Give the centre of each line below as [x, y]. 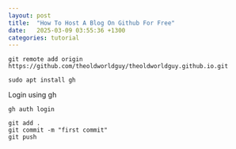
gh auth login [32, 109]
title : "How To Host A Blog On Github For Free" [92, 23]
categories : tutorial [44, 38]
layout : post [30, 15]
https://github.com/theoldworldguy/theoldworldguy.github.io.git [118, 67]
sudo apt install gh [42, 80]
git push [23, 137]
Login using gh [32, 95]
